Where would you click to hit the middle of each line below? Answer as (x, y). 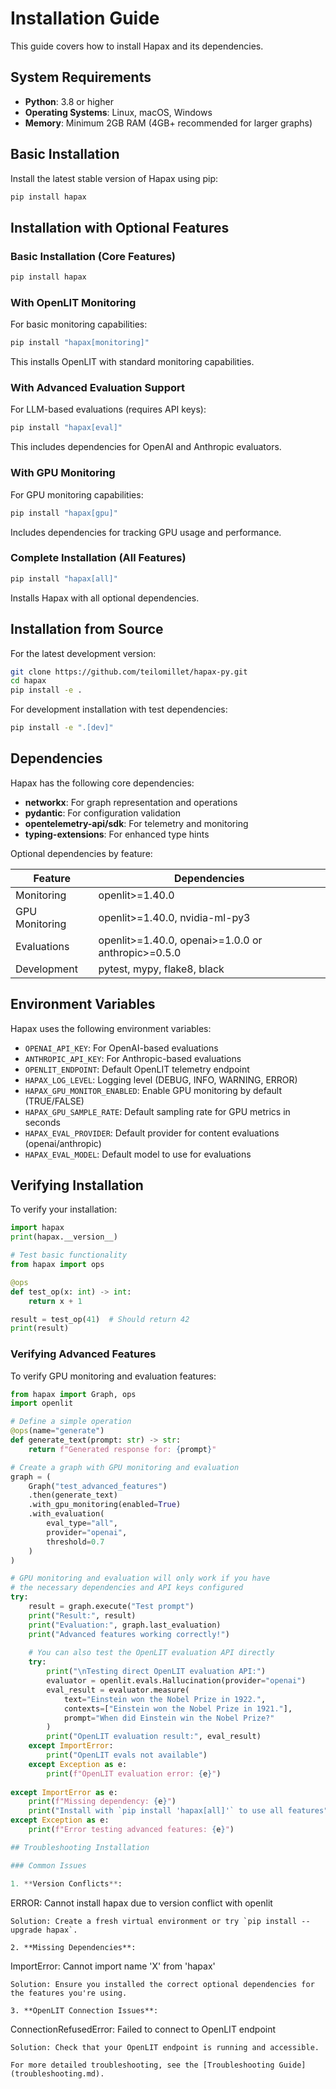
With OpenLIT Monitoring (73, 302)
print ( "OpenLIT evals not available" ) (127, 1755)
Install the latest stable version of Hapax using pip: (114, 178)
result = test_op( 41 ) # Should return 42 (100, 1319)
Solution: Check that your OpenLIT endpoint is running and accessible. (165, 2047)
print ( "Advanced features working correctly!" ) (129, 1634)
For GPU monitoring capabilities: (77, 494)
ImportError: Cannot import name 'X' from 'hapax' (113, 1966)
